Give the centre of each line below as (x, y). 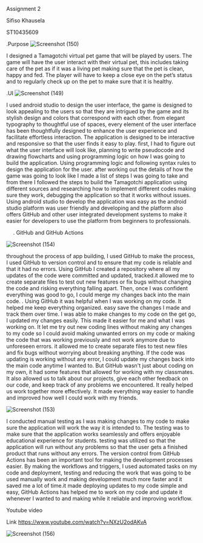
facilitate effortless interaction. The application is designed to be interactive (101, 137)
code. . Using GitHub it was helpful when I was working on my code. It (94, 301)
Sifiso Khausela (26, 20)
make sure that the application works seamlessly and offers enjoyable (93, 434)
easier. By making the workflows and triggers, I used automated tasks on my (102, 466)
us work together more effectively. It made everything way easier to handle (100, 391)
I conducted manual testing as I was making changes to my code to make (98, 421)
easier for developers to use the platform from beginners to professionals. (98, 221)
